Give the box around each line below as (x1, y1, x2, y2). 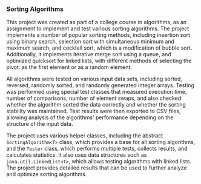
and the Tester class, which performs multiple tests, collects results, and (6, 145, 188, 153)
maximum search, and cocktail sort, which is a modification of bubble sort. (6, 44, 193, 51)
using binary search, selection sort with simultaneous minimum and (6, 38, 174, 45)
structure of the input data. (6, 120, 73, 128)
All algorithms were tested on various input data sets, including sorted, (6, 75, 183, 83)
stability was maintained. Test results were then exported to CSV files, (6, 108, 181, 115)
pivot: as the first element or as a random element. (6, 64, 132, 71)
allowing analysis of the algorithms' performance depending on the (6, 114, 174, 121)
